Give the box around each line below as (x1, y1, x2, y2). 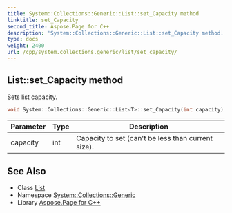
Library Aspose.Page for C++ (17, 198, 101, 207)
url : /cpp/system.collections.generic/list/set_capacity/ (7, 49, 177, 56)
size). (75, 142, 95, 151)
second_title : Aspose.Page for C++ (7, 23, 110, 30)
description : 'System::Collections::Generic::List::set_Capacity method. (7, 29, 224, 37)
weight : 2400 (7, 42, 45, 49)
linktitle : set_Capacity (7, 17, 79, 24)
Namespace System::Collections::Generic (17, 191, 136, 199)
